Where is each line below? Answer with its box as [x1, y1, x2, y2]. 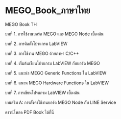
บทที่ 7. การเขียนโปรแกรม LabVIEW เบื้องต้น [5, 90, 80, 95]
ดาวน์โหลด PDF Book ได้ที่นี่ [5, 109, 54, 115]
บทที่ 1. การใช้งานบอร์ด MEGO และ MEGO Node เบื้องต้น [5, 31, 104, 37]
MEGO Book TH [5, 21, 37, 27]
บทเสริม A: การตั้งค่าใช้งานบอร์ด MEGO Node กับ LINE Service [5, 99, 116, 105]
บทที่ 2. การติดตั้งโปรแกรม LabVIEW [5, 41, 68, 47]
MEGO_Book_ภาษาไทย [5, 5, 91, 16]
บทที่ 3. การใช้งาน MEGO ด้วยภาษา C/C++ [5, 50, 79, 56]
